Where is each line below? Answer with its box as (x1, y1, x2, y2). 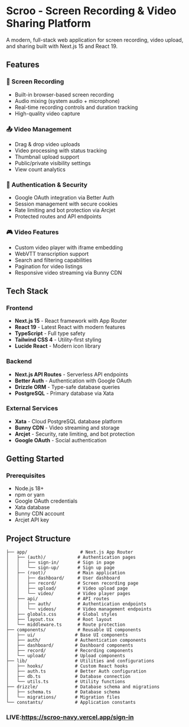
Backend (6, 357, 32, 365)
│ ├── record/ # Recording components (6, 648, 133, 654)
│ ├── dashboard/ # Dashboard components (6, 642, 133, 649)
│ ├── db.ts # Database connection (6, 674, 131, 680)
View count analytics (14, 166, 66, 173)
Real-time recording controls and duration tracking (14, 104, 138, 111)
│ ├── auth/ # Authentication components (6, 638, 146, 644)
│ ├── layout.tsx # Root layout (6, 617, 112, 623)
